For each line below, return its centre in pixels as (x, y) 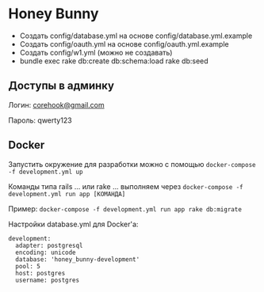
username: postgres (48, 280)
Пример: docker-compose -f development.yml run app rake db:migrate (125, 209)
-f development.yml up (46, 172)
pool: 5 (28, 266)
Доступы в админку (61, 86)
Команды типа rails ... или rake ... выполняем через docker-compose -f (126, 186)
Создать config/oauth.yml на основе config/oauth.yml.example (124, 44)
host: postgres (40, 273)
